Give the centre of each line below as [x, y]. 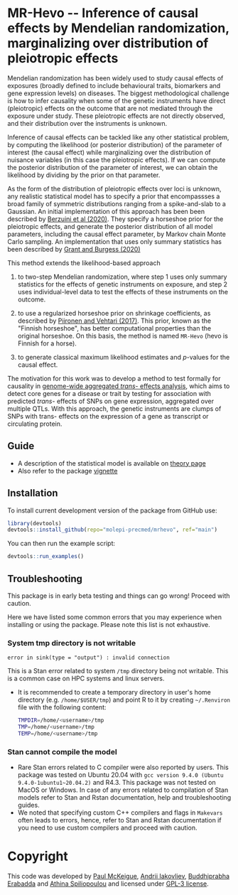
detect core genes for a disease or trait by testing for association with [109, 393]
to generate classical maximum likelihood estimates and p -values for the [124, 357]
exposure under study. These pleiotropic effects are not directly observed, [116, 116]
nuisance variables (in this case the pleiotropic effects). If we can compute [117, 160]
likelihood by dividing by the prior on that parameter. [84, 175]
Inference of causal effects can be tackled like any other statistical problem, [118, 137]
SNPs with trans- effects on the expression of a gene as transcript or [108, 416]
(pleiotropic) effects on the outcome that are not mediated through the [110, 108]
